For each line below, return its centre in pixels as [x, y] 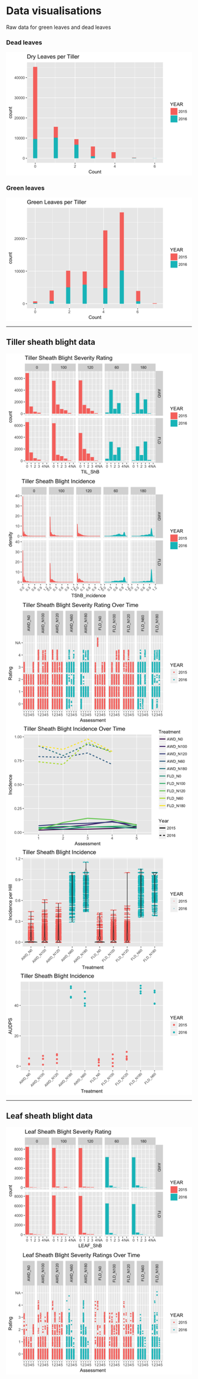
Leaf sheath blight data [49, 1116]
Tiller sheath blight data [51, 342]
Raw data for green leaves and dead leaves [59, 27]
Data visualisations [54, 11]
